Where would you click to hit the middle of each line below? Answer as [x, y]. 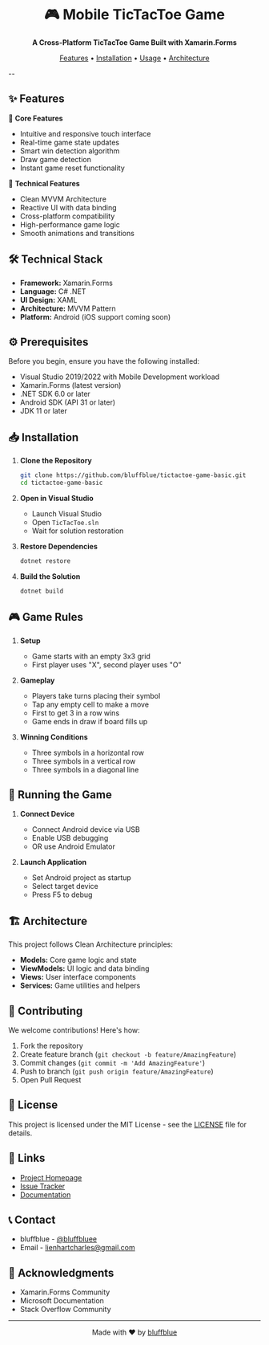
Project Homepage [51, 1177]
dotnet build [42, 591]
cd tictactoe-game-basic [61, 483]
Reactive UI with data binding [68, 207]
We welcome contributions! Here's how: [74, 1030]
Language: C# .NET [53, 291]
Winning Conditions [54, 737]
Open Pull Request [50, 1079]
